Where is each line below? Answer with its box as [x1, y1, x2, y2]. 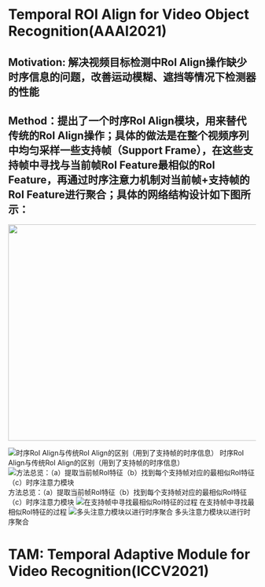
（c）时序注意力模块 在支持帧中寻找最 [8, 497, 255, 507]
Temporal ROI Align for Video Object [8, 6, 249, 24]
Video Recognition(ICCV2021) [8, 562, 210, 580]
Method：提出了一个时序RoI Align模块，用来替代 [8, 114, 247, 127]
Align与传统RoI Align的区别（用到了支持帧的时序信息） [8, 458, 185, 467]
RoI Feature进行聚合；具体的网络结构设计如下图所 [8, 187, 252, 201]
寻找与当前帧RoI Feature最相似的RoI [39, 158, 215, 172]
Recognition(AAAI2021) [8, 22, 167, 40]
